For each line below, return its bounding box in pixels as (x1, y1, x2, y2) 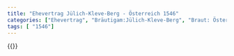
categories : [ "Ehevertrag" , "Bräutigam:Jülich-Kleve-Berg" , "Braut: (7, 17, 210, 24)
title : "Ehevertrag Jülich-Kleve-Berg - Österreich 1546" (7, 10, 179, 17)
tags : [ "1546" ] (7, 23, 54, 30)
